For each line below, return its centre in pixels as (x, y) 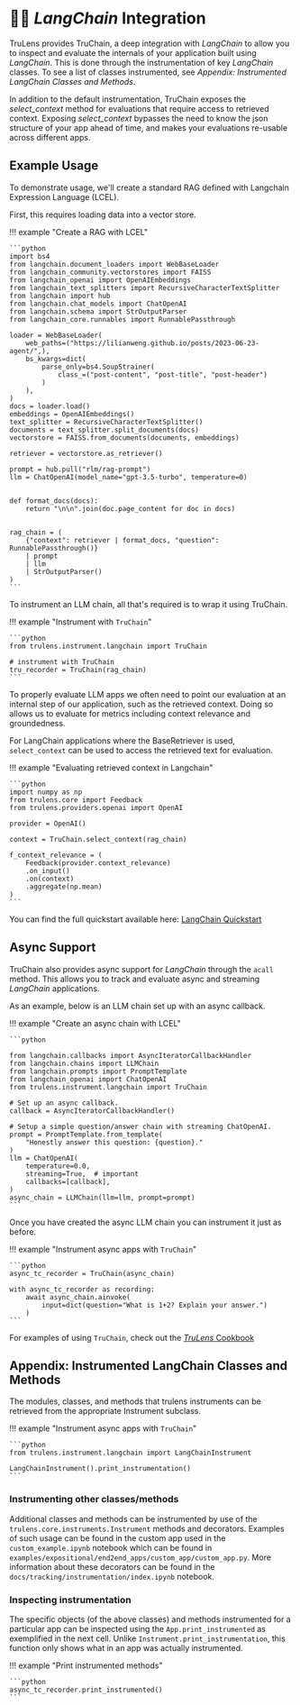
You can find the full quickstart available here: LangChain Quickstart (136, 919)
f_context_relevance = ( (56, 855)
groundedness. (37, 723)
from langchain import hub (60, 296)
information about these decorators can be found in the (112, 1566)
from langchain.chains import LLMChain (84, 1063)
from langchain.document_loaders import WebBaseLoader (114, 264)
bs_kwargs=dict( (56, 359)
